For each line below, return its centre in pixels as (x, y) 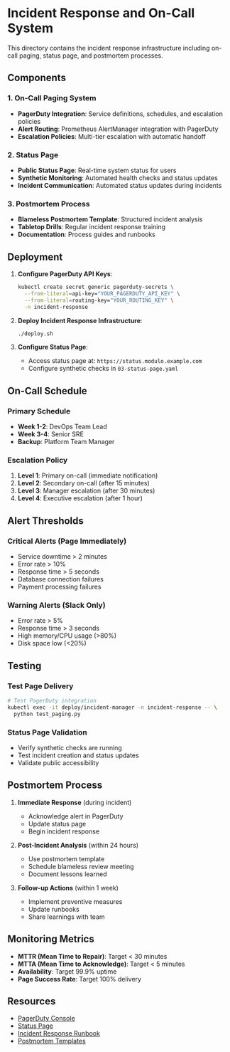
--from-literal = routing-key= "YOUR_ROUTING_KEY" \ (99, 300)
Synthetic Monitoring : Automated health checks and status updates (117, 178)
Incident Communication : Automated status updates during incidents (120, 185)
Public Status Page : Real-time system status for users (97, 170)
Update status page (57, 824)
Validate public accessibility (58, 762)
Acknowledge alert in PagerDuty (76, 816)
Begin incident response (64, 831)
